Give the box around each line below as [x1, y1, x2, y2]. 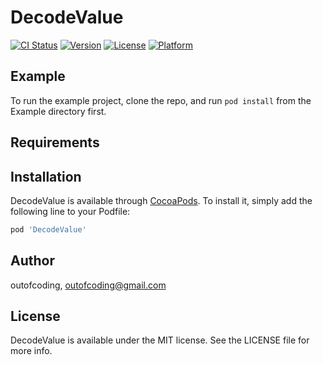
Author [10, 252, 55, 270]
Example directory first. [10, 105, 107, 117]
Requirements [10, 134, 100, 151]
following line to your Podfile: [10, 205, 131, 217]
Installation [10, 168, 82, 185]
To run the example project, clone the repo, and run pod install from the [10, 94, 312, 106]
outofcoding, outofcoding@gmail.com [10, 279, 167, 291]
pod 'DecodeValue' [10, 224, 87, 235]
